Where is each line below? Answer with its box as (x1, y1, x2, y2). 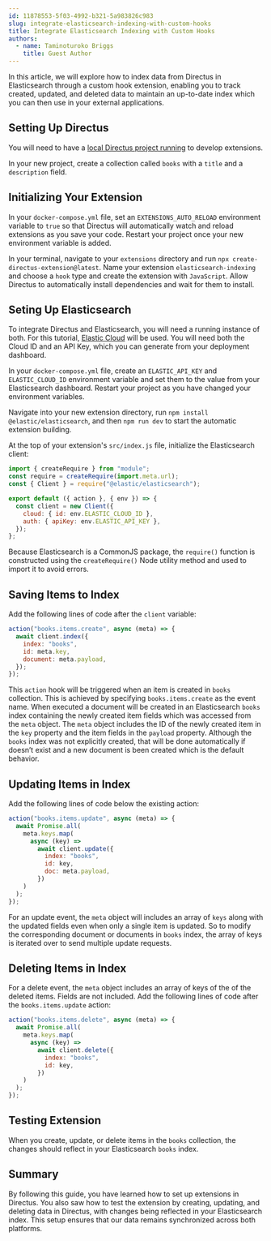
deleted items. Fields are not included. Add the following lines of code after (8, 991, 259, 1002)
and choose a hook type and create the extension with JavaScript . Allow (8, 271, 248, 281)
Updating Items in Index (8, 777, 131, 791)
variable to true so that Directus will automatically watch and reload (8, 221, 235, 230)
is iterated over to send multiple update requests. (8, 938, 172, 947)
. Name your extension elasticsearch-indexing (98, 262, 256, 272)
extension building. (8, 425, 72, 435)
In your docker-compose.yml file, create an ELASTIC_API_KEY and (8, 366, 218, 376)
